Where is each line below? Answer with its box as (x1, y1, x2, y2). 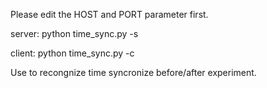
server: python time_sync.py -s (10, 28, 139, 39)
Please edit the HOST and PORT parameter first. (10, 9, 209, 20)
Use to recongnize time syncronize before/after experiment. (10, 67, 257, 78)
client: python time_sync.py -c (10, 47, 135, 59)
